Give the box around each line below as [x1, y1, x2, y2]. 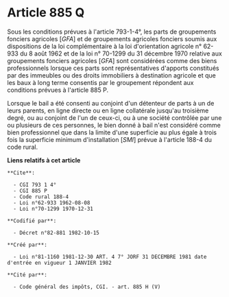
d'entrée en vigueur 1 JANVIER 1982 [7, 259, 112, 266]
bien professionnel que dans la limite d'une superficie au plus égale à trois [7, 128, 217, 136]
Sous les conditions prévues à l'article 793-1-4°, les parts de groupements [7, 27, 217, 36]
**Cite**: [7, 169, 36, 176]
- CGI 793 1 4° [13, 181, 57, 188]
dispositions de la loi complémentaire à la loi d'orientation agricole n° [7, 42, 202, 50]
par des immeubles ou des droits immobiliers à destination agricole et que [7, 71, 216, 80]
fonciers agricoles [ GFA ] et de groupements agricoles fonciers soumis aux [7, 34, 217, 43]
